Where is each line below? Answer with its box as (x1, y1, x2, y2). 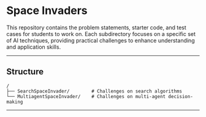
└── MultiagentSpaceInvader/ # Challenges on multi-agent (6, 93, 166, 99)
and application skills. (6, 43, 61, 51)
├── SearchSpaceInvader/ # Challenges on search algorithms (6, 88, 183, 94)
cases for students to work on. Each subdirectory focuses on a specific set (6, 30, 196, 37)
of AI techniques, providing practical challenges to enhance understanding (6, 37, 195, 44)
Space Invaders (6, 4, 88, 18)
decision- (168, 93, 193, 99)
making (6, 99, 23, 105)
